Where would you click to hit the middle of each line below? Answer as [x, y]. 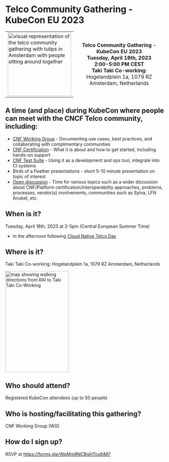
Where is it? [25, 252]
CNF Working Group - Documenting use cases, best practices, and [82, 138]
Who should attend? [38, 386]
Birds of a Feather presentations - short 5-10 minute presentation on [84, 171]
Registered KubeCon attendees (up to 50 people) [56, 398]
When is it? [23, 214]
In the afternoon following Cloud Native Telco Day [64, 236]
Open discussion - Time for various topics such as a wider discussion [85, 182]
